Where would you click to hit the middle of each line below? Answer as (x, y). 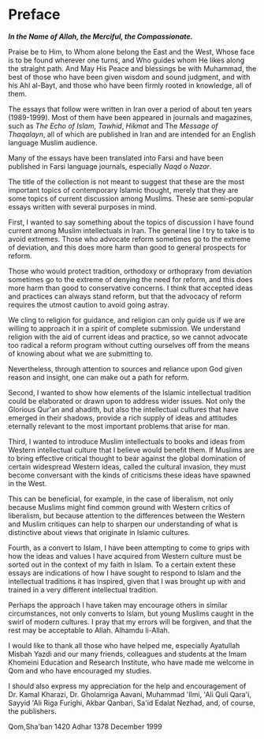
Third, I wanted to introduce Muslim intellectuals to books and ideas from (127, 441)
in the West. (28, 483)
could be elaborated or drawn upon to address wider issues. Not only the (127, 401)
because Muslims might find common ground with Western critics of (119, 507)
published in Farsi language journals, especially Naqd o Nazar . (110, 166)
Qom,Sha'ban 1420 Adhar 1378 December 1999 (86, 726)
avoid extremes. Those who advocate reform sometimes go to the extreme (129, 239)
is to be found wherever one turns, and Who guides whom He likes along (126, 60)
